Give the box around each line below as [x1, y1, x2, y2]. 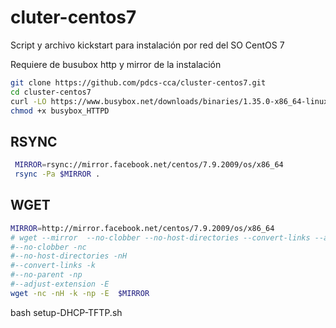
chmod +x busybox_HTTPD [10, 106, 110, 116]
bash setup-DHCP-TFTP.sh [10, 306, 123, 318]
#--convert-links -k [10, 261, 97, 271]
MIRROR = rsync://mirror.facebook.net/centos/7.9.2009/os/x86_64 [14, 160, 284, 170]
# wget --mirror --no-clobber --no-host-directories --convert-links [10, 232, 311, 243]
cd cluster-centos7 [10, 87, 92, 97]
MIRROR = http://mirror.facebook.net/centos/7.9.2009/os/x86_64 [10, 223, 275, 233]
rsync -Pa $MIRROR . [14, 169, 101, 180]
